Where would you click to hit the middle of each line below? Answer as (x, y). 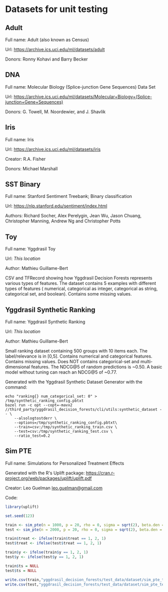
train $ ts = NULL (22, 566)
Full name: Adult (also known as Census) (47, 40)
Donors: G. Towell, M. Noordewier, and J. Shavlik (55, 112)
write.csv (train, (23, 579)
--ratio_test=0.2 (32, 436)
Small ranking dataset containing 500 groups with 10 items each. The (76, 351)
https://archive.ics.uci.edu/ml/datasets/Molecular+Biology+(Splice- (83, 97)
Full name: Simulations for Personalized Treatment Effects (65, 463)
